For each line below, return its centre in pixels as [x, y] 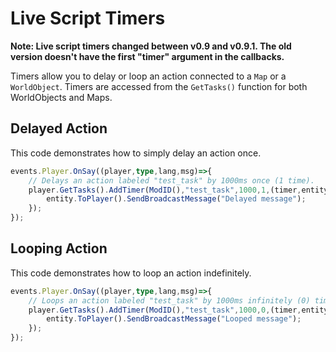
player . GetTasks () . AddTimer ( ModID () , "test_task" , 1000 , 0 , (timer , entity [178, 310]
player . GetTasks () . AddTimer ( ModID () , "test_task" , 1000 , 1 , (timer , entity [178, 190]
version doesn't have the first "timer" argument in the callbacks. [147, 56]
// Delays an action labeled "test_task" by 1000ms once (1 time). [171, 180]
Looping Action [59, 248]
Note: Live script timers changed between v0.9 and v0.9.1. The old [151, 46]
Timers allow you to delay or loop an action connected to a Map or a [148, 76]
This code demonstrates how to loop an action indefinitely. [131, 273]
